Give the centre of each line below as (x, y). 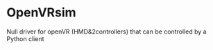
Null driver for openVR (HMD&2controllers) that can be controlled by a (106, 32)
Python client (25, 38)
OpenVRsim (42, 13)
